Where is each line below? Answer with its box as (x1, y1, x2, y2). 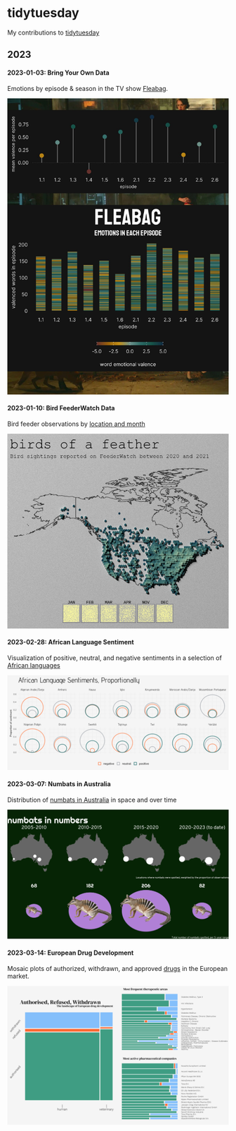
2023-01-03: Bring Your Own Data (7, 68, 110, 77)
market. (7, 972, 29, 980)
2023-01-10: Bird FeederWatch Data (7, 404, 115, 412)
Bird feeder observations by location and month (7, 420, 145, 428)
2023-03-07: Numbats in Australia (7, 779, 111, 788)
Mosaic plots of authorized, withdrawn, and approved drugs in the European (7, 964, 228, 972)
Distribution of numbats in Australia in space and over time (7, 795, 177, 804)
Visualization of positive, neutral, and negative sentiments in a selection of (7, 654, 223, 662)
